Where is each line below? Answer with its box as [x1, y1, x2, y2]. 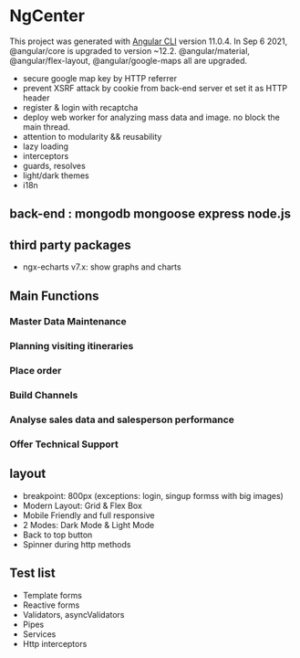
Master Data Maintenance [9, 315, 127, 328]
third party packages [9, 237, 132, 252]
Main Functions [9, 288, 99, 303]
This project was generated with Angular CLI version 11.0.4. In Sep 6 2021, [9, 36, 288, 47]
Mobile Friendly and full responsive [22, 509, 155, 521]
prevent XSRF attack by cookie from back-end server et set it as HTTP [22, 82, 288, 93]
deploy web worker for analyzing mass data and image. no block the [22, 111, 280, 122]
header [22, 92, 50, 103]
